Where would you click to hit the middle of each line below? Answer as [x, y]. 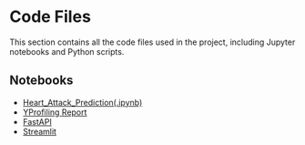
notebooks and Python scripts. [67, 51]
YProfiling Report [55, 112]
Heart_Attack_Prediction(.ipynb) [82, 102]
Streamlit [40, 131]
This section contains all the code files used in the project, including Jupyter [152, 42]
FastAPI [37, 121]
